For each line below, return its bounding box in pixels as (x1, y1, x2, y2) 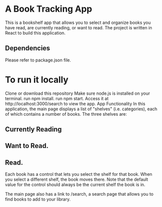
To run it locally (5, 74, 69, 85)
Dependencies (5, 44, 50, 52)
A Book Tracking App (5, 3, 92, 15)
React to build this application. (5, 30, 66, 36)
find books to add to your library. (5, 196, 71, 202)
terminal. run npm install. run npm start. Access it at (5, 95, 108, 101)
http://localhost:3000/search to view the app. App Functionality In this (5, 101, 145, 106)
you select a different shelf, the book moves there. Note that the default (5, 177, 148, 183)
